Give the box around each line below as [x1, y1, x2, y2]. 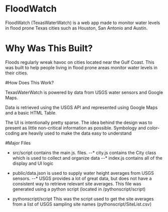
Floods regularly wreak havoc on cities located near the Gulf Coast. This [5, 59, 154, 65]
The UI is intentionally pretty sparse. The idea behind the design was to [5, 119, 153, 126]
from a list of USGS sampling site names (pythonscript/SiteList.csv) [12, 201, 152, 207]
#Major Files [5, 140, 31, 146]
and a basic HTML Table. [5, 110, 57, 116]
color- [147, 125, 159, 131]
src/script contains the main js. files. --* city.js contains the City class [12, 149, 156, 156]
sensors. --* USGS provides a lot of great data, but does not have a [12, 175, 152, 181]
